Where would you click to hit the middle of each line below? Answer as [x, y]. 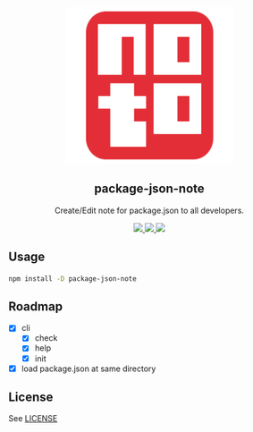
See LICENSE [33, 419]
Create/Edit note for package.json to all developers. [149, 210]
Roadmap [36, 306]
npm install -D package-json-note [73, 279]
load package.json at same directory [89, 368]
